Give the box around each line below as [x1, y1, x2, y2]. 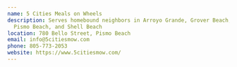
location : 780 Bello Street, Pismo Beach [7, 29, 131, 37]
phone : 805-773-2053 [7, 43, 68, 50]
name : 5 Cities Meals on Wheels [7, 10, 102, 17]
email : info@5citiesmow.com [7, 36, 90, 43]
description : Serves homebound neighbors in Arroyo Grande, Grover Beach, [7, 17, 232, 24]
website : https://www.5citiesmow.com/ [7, 50, 121, 57]
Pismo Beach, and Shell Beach [13, 23, 102, 30]
